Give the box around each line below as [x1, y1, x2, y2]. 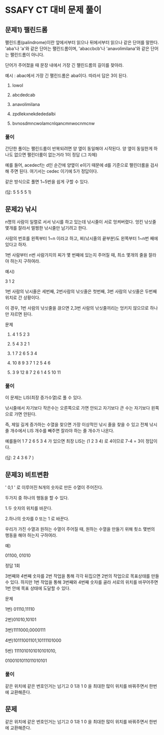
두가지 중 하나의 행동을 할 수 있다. [5, 495, 69, 501]
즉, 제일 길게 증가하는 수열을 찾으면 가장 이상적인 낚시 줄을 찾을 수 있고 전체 [5, 421, 148, 427]
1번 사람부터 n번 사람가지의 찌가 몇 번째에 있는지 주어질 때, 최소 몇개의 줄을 [5, 252, 148, 258]
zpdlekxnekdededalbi [12, 111, 56, 117]
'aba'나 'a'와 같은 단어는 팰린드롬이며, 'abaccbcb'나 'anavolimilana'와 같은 [5, 46, 150, 52]
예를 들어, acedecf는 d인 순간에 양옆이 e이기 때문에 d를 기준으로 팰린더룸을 [5, 162, 149, 168]
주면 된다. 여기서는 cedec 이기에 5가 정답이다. [10, 168, 98, 174]
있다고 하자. [5, 241, 28, 248]
